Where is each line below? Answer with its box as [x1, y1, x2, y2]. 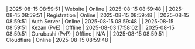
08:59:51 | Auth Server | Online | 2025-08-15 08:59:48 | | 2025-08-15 [6, 18, 174, 24]
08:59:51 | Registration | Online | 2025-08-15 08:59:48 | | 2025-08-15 [21, 12, 189, 19]
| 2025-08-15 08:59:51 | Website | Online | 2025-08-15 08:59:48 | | [6, 6, 168, 12]
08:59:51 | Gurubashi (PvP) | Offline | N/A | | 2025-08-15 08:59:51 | [6, 30, 167, 37]
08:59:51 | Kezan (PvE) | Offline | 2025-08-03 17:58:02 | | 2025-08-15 [6, 24, 175, 31]
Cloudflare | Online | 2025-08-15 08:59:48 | [6, 37, 112, 43]
